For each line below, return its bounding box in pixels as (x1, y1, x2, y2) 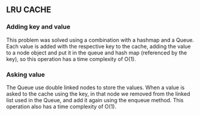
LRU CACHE (6, 5, 51, 15)
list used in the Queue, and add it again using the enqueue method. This (6, 96, 184, 103)
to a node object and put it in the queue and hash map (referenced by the (6, 49, 187, 56)
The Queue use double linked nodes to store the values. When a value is (6, 84, 185, 91)
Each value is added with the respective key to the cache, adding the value (6, 42, 191, 50)
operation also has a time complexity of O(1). (6, 103, 117, 110)
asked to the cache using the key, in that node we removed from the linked (6, 90, 190, 97)
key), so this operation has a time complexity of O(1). (6, 55, 137, 62)
